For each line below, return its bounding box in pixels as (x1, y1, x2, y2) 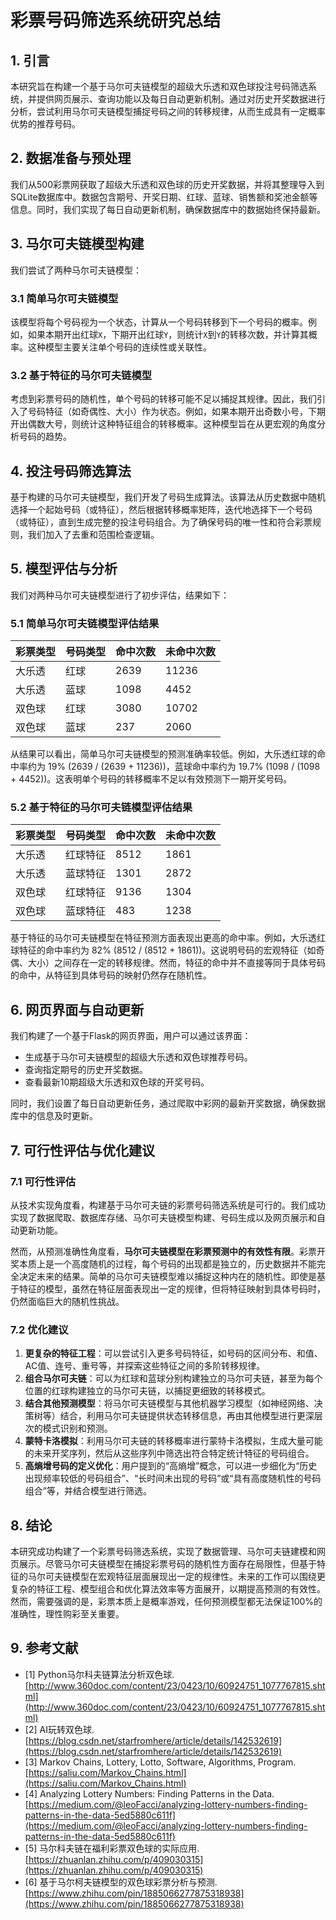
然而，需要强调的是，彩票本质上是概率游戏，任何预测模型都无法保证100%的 (10, 1596, 323, 1608)
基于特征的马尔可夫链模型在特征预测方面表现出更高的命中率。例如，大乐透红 (10, 932, 326, 944)
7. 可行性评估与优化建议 (10, 1142, 155, 1159)
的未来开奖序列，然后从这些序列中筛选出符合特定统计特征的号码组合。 (24, 1447, 315, 1460)
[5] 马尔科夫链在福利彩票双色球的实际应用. (24, 1842, 200, 1854)
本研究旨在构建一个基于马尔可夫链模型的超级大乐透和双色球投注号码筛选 (10, 81, 308, 92)
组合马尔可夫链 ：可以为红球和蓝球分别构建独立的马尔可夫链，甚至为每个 (24, 1372, 323, 1385)
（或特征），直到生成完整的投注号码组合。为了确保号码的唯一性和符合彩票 (10, 516, 313, 528)
